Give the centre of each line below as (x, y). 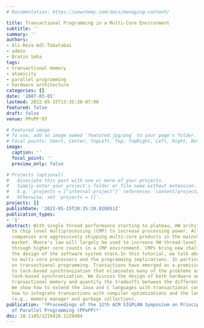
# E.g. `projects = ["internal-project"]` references (78, 192)
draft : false (23, 113)
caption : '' (27, 152)
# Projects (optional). (36, 175)
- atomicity (21, 73)
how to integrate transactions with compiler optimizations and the (100, 293)
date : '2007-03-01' (31, 97)
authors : (17, 40)
